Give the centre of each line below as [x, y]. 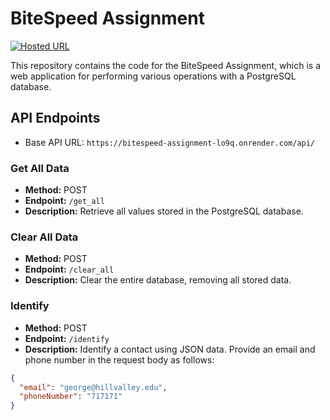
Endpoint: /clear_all [69, 269]
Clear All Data [44, 237]
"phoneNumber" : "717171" [71, 397]
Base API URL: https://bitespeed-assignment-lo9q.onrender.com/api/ [170, 142]
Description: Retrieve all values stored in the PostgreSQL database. [164, 211]
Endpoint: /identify [67, 338]
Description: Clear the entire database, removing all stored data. [158, 280]
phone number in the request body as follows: [119, 359]
